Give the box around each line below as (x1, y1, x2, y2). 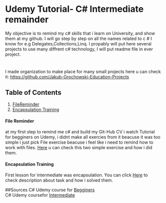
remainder (5, 14, 49, 25)
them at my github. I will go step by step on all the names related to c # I (5, 36, 152, 41)
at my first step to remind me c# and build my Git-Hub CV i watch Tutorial (5, 129, 155, 135)
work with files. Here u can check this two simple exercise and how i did (5, 145, 153, 151)
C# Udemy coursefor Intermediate (5, 192, 75, 198)
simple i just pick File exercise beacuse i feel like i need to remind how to (5, 139, 154, 145)
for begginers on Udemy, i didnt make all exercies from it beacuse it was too (5, 134, 161, 140)
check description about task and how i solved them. (5, 177, 113, 183)
